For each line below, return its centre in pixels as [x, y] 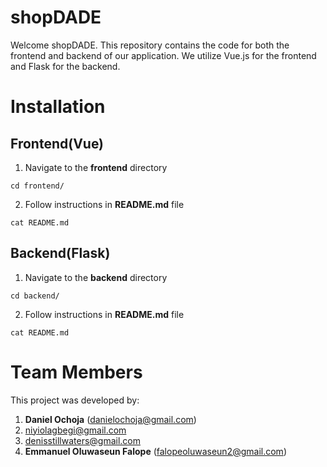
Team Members [76, 372]
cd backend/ [35, 296]
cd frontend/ [37, 186]
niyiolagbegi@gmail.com [75, 430]
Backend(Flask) [60, 253]
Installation [58, 107]
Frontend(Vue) [57, 143]
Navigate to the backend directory [96, 277]
